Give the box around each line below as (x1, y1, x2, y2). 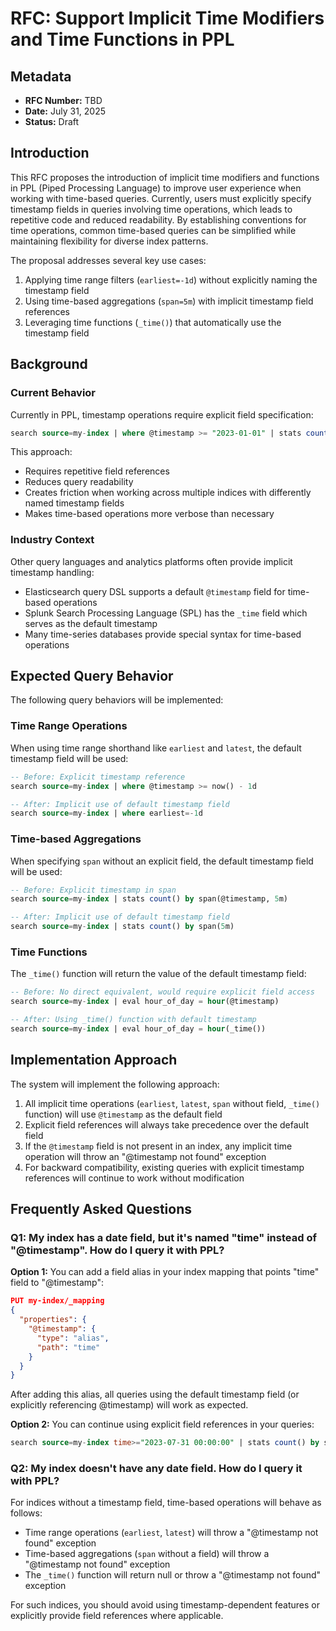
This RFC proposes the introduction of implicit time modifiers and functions (10, 171, 320, 183)
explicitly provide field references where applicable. (10, 1610, 224, 1622)
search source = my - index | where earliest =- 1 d (10, 808, 203, 819)
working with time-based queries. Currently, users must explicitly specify (10, 192, 312, 204)
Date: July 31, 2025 (24, 105, 107, 117)
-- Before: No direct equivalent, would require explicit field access (10, 987, 315, 997)
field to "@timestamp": (10, 1277, 104, 1289)
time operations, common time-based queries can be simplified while (10, 224, 297, 236)
